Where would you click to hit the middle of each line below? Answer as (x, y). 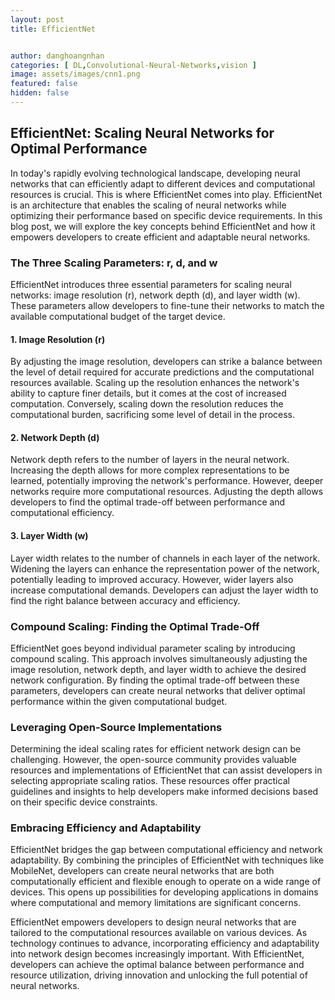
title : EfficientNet (53, 29)
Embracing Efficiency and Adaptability (106, 828)
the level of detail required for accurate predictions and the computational (162, 372)
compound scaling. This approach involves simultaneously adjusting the (159, 658)
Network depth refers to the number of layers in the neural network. (150, 460)
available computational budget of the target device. (118, 316)
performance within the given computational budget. (119, 701)
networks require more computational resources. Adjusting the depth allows (167, 492)
